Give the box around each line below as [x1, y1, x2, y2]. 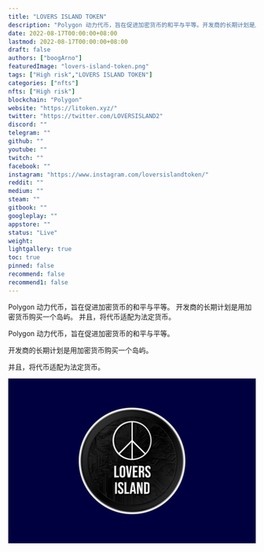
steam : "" [8, 195, 41, 204]
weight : [8, 237, 34, 245]
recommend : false [8, 270, 65, 278]
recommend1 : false [8, 278, 68, 287]
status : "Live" [8, 228, 58, 236]
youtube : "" [8, 146, 47, 154]
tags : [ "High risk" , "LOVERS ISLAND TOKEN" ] [8, 71, 153, 79]
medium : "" [8, 187, 44, 195]
